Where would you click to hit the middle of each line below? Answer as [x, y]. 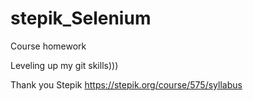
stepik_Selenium [81, 18]
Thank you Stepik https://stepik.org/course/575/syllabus [126, 84]
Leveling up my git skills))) [64, 65]
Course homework [48, 46]
